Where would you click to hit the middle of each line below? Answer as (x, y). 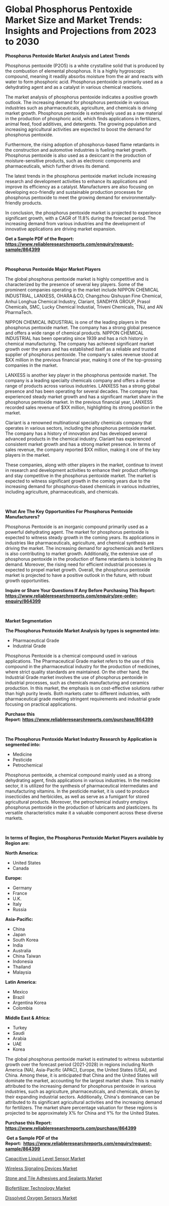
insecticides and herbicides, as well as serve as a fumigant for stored (77, 796)
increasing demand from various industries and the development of (75, 223)
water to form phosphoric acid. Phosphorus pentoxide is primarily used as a (84, 82)
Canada (21, 868)
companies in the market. (32, 365)
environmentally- (139, 197)
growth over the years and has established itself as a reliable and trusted (81, 349)
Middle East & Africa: (28, 1018)
